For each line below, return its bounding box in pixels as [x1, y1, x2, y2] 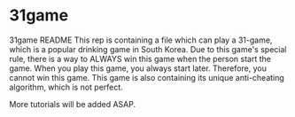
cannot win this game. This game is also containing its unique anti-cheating [9, 72, 285, 82]
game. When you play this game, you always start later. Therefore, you [9, 63, 268, 74]
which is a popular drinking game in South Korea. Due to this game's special [9, 43, 287, 54]
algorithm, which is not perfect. [9, 82, 124, 92]
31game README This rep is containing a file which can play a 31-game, [9, 35, 273, 45]
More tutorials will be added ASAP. [9, 98, 136, 109]
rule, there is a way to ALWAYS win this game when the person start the [9, 53, 272, 64]
